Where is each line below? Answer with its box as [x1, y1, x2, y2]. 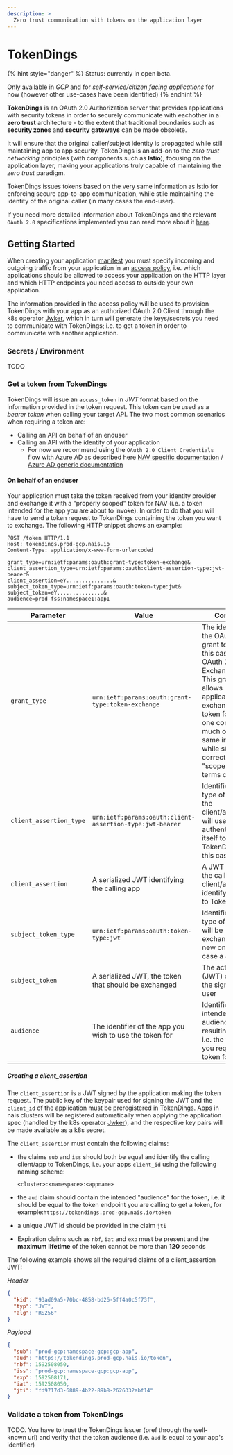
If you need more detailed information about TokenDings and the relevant [7, 210, 216, 219]
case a [202, 951, 224, 961]
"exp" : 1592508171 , [13, 1374, 70, 1381]
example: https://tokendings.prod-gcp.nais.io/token [17, 1208, 171, 1216]
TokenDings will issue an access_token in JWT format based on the [7, 395, 198, 404]
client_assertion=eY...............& [7, 577, 116, 584]
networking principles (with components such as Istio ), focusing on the [7, 154, 212, 163]
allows [202, 683, 223, 693]
